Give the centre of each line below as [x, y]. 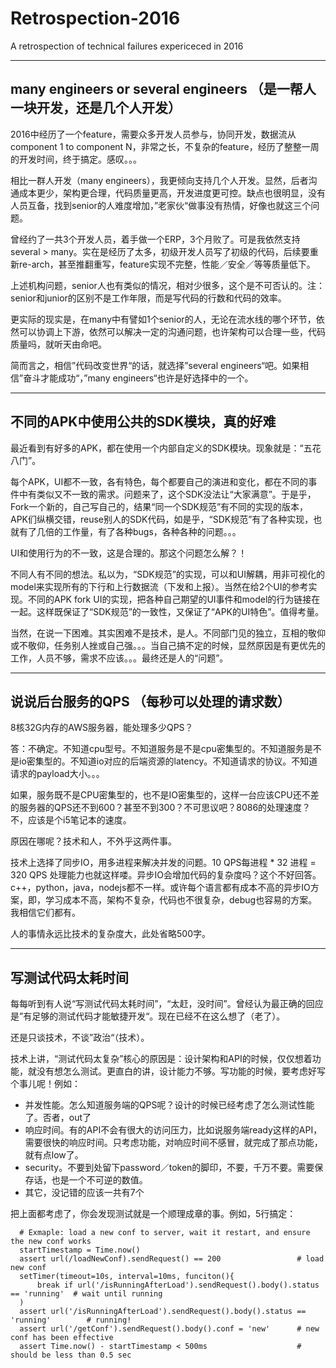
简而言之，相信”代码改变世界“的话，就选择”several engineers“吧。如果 [155, 365]
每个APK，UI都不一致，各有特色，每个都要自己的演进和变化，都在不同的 [159, 481]
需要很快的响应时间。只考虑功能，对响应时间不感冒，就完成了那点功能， [173, 1143]
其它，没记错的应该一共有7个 [84, 1193]
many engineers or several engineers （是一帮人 [163, 89]
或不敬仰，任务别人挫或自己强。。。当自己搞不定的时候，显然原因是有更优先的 [168, 645]
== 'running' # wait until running [86, 1294]
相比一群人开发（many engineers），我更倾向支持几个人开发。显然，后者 [159, 180]
